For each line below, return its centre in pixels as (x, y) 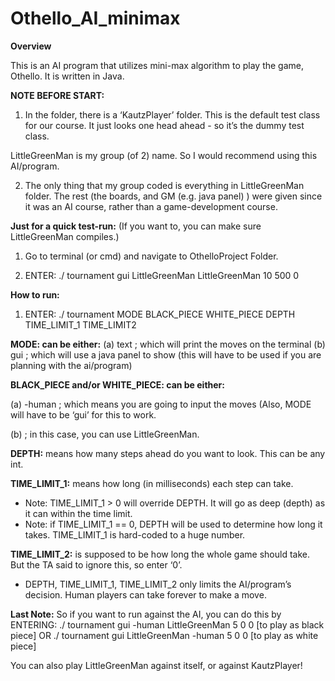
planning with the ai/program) (71, 365)
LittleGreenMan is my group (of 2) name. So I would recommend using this (164, 155)
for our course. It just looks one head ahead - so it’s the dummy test (164, 125)
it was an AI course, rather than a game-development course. (151, 206)
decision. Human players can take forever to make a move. (145, 594)
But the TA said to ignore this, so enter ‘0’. (96, 564)
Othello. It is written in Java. (67, 76)
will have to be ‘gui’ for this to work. (83, 414)
